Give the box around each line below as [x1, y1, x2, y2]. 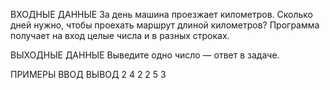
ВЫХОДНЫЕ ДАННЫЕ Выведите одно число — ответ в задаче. [10, 49, 280, 61]
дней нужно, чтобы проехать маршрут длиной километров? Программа [10, 19, 320, 31]
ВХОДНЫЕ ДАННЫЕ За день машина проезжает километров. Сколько [10, 9, 314, 20]
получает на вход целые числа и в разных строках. [10, 30, 230, 41]
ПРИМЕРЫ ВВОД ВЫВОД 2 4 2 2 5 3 [10, 69, 167, 80]
